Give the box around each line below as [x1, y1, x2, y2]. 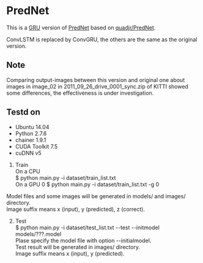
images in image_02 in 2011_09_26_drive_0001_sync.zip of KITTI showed [6, 83, 188, 90]
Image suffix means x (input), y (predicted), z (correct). [6, 206, 146, 213]
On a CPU [15, 168, 41, 175]
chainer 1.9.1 [15, 136, 46, 144]
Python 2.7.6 [15, 130, 47, 137]
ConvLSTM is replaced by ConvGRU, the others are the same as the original [6, 35, 197, 43]
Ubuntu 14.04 [15, 123, 50, 130]
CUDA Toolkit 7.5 [15, 143, 58, 150]
